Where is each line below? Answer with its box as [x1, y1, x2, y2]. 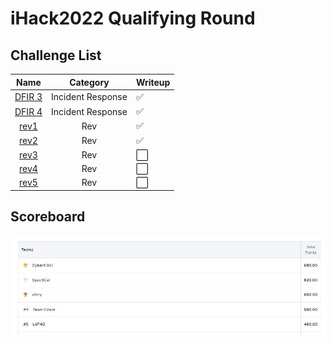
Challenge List [10, 47, 102, 64]
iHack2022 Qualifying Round [10, 7, 256, 30]
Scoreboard [10, 208, 86, 226]
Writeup [135, 76, 171, 88]
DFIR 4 [14, 105, 43, 117]
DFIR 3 [14, 91, 43, 103]
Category [69, 76, 110, 88]
